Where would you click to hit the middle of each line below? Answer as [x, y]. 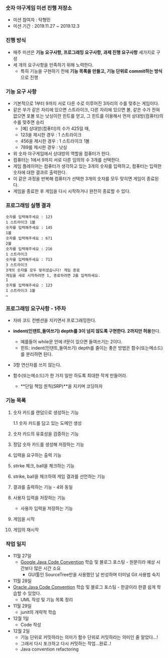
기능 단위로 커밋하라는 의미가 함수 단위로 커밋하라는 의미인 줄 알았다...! [89, 637]
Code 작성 [31, 625]
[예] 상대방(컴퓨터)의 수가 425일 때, [55, 128]
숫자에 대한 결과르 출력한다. [40, 172]
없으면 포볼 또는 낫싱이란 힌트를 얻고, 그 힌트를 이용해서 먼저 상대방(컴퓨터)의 [88, 116]
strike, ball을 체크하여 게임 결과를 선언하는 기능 [59, 476]
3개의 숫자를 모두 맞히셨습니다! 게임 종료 [43, 270]
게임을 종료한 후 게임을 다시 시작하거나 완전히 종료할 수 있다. [72, 191]
